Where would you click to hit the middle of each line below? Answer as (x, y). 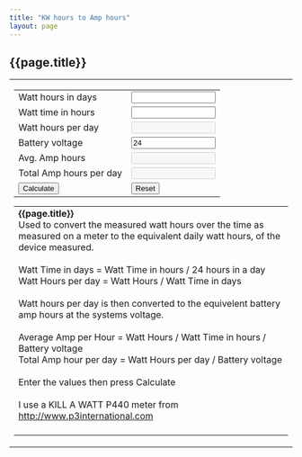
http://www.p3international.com (86, 417)
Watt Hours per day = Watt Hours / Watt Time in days (130, 282)
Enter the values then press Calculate (97, 382)
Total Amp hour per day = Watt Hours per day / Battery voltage (151, 360)
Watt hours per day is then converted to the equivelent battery (150, 304)
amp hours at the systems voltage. (91, 315)
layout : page (34, 26)
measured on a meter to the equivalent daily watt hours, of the (150, 237)
